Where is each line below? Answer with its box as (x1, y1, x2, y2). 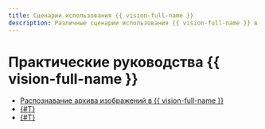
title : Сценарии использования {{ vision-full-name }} (8, 11, 194, 20)
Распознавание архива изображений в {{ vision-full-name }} (19, 96, 224, 105)
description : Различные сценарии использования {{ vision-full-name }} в (8, 19, 259, 27)
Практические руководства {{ (8, 53, 220, 71)
